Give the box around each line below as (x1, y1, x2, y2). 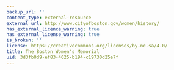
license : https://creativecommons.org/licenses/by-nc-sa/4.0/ (6, 43, 168, 49)
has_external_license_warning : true (6, 32, 100, 38)
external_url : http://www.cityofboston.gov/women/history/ (6, 20, 160, 26)
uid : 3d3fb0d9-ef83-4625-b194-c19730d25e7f (6, 54, 119, 60)
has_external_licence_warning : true (6, 26, 100, 32)
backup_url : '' (6, 9, 45, 15)
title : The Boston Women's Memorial (6, 49, 100, 55)
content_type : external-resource (6, 15, 92, 21)
